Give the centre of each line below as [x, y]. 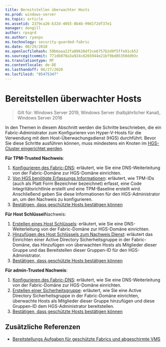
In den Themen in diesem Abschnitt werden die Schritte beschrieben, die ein [83, 127]
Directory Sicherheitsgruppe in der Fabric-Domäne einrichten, [76, 295]
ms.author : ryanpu [24, 38]
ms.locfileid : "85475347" [32, 74]
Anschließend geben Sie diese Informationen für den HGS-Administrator [86, 194]
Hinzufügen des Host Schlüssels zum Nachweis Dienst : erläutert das [83, 234]
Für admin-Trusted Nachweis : [36, 270]
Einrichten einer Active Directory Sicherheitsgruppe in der [71, 239]
